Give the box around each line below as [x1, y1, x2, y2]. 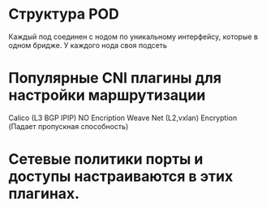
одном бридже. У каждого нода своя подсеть [8, 40, 168, 50]
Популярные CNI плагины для [8, 69, 221, 88]
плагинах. [8, 184, 79, 203]
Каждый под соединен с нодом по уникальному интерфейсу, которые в [8, 32, 258, 41]
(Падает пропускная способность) [8, 121, 129, 131]
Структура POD [8, 5, 119, 24]
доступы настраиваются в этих [8, 167, 234, 186]
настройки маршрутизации [8, 86, 206, 105]
